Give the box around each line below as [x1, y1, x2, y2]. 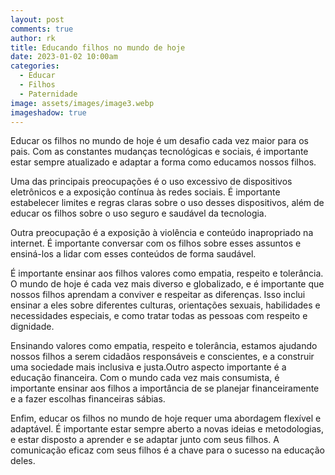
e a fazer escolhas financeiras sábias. [10, 393, 166, 405]
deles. [10, 455, 36, 467]
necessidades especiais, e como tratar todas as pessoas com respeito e [10, 310, 308, 322]
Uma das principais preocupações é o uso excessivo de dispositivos [10, 176, 293, 188]
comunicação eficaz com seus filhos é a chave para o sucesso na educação [10, 444, 325, 456]
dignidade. [10, 321, 55, 333]
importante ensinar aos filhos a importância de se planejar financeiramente [10, 382, 320, 395]
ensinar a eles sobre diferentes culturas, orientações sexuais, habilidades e [10, 299, 321, 311]
